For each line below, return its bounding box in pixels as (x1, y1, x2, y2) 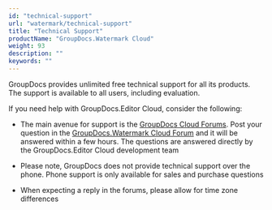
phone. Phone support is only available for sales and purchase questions (19, 169, 264, 179)
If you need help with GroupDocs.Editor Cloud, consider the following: (8, 103, 243, 114)
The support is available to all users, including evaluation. (8, 88, 201, 97)
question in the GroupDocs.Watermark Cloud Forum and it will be (19, 127, 238, 138)
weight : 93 (8, 42, 45, 50)
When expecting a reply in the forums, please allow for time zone (19, 185, 238, 195)
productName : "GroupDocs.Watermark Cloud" (8, 34, 154, 43)
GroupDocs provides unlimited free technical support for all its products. (8, 79, 251, 89)
